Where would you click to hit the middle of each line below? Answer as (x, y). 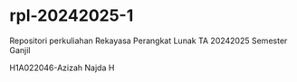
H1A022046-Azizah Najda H (62, 68)
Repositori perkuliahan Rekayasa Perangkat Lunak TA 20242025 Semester (148, 41)
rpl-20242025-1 (72, 16)
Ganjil (20, 50)
